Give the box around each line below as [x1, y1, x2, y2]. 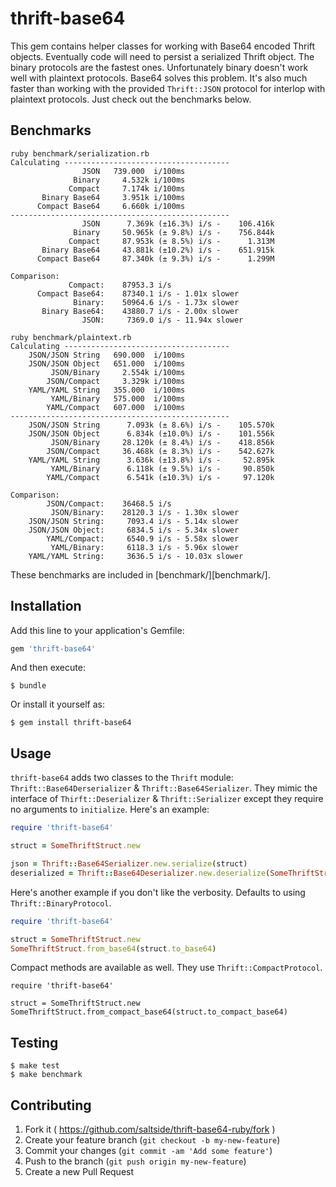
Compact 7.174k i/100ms [68, 183, 186, 194]
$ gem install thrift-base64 [10, 718, 132, 728]
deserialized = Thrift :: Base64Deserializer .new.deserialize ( [10, 868, 271, 878]
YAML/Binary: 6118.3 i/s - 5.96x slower [50, 542, 240, 552]
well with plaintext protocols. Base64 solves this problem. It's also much [10, 72, 308, 84]
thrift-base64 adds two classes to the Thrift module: [10, 772, 234, 784]
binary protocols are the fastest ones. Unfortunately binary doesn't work [10, 61, 309, 73]
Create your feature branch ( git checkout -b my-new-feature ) [24, 1134, 281, 1146]
